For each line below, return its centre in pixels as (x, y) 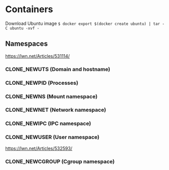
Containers (29, 9)
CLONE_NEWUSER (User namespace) (52, 137)
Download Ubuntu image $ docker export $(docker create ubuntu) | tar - (85, 23)
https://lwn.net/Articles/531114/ (37, 56)
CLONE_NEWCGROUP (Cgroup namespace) (60, 161)
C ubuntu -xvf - (22, 28)
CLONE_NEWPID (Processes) (42, 83)
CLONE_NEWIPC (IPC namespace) (48, 124)
